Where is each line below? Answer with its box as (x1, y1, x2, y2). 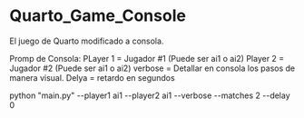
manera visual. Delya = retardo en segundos (9, 72, 175, 83)
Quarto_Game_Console (9, 5, 186, 26)
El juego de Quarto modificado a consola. (9, 35, 164, 46)
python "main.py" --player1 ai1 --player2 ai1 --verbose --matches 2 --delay (9, 90, 290, 101)
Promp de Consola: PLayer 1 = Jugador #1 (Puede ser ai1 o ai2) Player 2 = (9, 53, 285, 64)
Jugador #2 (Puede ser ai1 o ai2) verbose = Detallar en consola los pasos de (9, 63, 296, 74)
